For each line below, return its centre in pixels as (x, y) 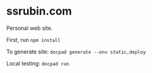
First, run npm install (34, 40)
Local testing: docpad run (38, 63)
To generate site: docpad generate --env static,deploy (76, 51)
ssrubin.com (39, 11)
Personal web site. (30, 28)
